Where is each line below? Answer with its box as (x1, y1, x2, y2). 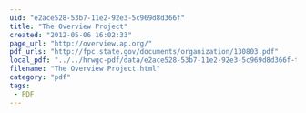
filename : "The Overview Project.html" (9, 65, 161, 74)
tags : (9, 81, 30, 90)
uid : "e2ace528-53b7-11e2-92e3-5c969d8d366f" (9, 13, 185, 23)
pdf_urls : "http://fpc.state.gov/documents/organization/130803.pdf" (9, 47, 280, 56)
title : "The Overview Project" (9, 22, 128, 31)
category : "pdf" (9, 73, 71, 82)
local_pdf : (9, 56, 51, 65)
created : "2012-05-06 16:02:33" (9, 30, 132, 39)
